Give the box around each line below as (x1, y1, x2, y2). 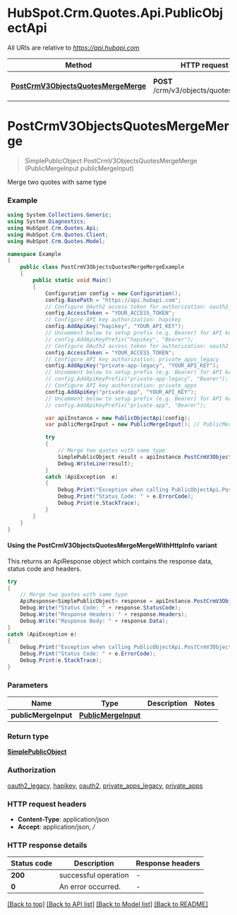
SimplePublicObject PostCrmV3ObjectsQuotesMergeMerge (24, 156, 197, 165)
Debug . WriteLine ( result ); (57, 460, 134, 467)
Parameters (7, 680, 48, 690)
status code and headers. (7, 564, 82, 573)
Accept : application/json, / (17, 822, 95, 832)
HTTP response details (7, 840, 87, 850)
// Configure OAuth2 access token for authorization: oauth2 (44, 342, 229, 349)
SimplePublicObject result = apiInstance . (57, 453, 185, 460)
